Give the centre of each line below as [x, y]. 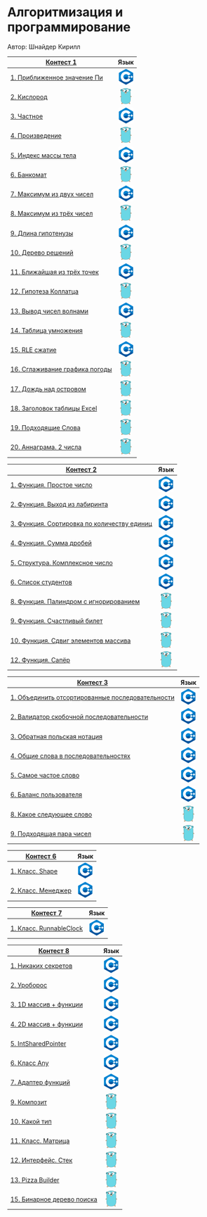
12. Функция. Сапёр [40, 660]
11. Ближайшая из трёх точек [55, 272]
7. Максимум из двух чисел [52, 194]
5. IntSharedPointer [38, 1043]
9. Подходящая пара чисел [51, 833]
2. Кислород [29, 96]
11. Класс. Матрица [40, 1141]
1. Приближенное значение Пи [56, 77]
